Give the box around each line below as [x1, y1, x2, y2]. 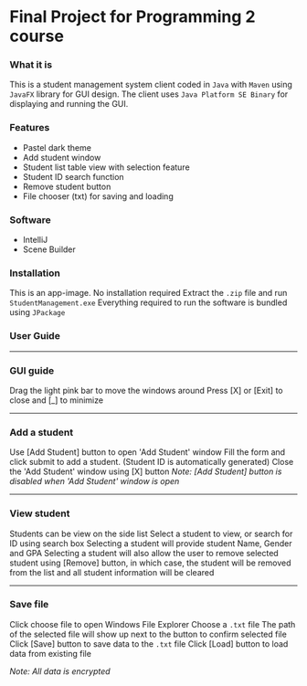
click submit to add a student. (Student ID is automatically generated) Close [9, 457, 294, 468]
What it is [9, 58, 53, 71]
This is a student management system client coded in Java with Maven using [9, 79, 292, 90]
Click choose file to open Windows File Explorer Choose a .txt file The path [9, 618, 296, 629]
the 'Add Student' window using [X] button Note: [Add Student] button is [9, 466, 282, 477]
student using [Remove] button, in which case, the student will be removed [9, 557, 291, 568]
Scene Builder [22, 244, 76, 255]
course [9, 26, 64, 47]
